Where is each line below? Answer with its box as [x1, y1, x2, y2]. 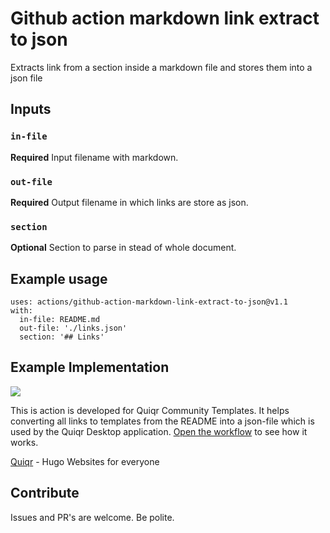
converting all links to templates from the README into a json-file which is [10, 415, 315, 427]
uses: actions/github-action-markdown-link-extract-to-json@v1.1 [10, 297, 288, 307]
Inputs [10, 101, 52, 118]
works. [10, 436, 39, 448]
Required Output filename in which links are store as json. [10, 196, 249, 208]
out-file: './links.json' [19, 323, 128, 334]
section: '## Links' [19, 332, 105, 342]
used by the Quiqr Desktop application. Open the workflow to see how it [10, 425, 308, 437]
